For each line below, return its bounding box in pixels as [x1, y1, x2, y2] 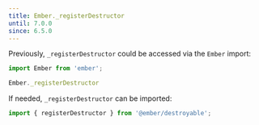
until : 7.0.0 [8, 19, 53, 27]
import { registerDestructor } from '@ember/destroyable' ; [8, 110, 212, 118]
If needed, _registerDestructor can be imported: [8, 94, 172, 103]
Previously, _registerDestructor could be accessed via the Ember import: [8, 49, 252, 59]
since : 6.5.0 [8, 27, 53, 35]
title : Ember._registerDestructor [8, 11, 125, 20]
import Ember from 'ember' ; [8, 65, 104, 73]
